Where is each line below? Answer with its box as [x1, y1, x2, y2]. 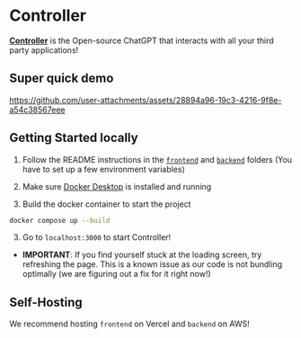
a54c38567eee [9, 104, 66, 115]
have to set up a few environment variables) [22, 164, 186, 174]
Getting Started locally [9, 130, 138, 146]
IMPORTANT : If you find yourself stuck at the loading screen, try [22, 249, 262, 261]
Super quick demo [9, 71, 114, 86]
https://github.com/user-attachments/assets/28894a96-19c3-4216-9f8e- [9, 94, 282, 105]
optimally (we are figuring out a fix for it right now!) [22, 269, 211, 280]
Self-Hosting [9, 294, 83, 310]
